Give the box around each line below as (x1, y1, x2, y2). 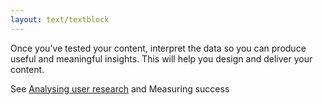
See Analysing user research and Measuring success (10, 82, 230, 95)
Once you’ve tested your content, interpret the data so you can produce (10, 42, 307, 54)
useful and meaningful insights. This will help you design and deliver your (10, 52, 313, 65)
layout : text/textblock (10, 14, 110, 25)
